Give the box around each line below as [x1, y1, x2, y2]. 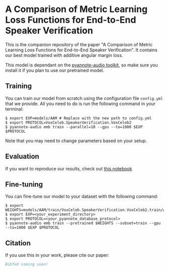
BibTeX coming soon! [5, 262, 49, 267]
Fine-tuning [5, 180, 43, 189]
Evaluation [5, 152, 39, 161]
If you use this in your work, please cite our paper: [5, 252, 110, 258]
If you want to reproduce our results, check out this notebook [5, 165, 132, 171]
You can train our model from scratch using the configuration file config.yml [5, 95, 163, 101]
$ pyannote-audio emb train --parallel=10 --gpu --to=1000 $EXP [5, 124, 143, 129]
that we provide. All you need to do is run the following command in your [5, 101, 156, 107]
